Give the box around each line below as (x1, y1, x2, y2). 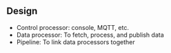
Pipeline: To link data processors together (16, 37, 135, 46)
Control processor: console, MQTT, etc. (16, 23, 129, 31)
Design (6, 5, 38, 17)
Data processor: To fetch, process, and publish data (16, 31, 164, 39)
